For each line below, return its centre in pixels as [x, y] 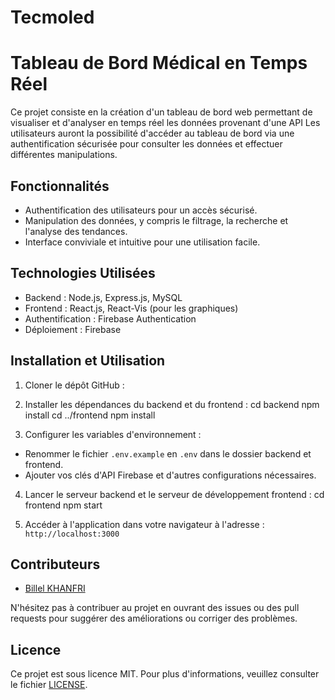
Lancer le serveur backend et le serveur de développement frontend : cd [174, 494]
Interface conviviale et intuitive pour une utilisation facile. [142, 242]
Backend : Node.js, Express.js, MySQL [103, 297]
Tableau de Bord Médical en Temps [159, 63]
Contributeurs [55, 564]
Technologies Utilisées [83, 273]
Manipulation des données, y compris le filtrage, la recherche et [156, 220]
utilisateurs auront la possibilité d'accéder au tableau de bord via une [152, 133]
